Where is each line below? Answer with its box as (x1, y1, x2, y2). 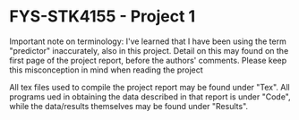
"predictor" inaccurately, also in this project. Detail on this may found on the (9, 45, 289, 56)
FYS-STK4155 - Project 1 (9, 6, 196, 27)
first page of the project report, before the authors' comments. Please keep (9, 55, 287, 65)
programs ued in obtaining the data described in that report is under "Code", (9, 91, 291, 102)
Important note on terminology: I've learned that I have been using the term (9, 36, 286, 47)
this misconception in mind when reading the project (9, 64, 203, 75)
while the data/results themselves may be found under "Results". (9, 100, 249, 111)
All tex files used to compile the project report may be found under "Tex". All (9, 81, 290, 92)
